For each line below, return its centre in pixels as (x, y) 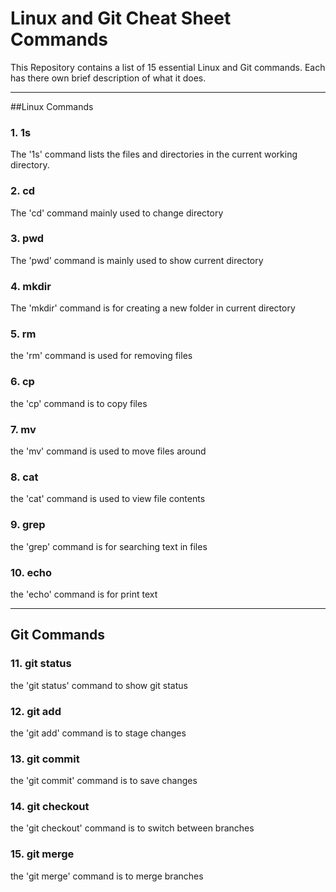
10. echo (31, 572)
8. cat (24, 477)
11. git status (41, 664)
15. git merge (42, 854)
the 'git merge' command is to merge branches (107, 876)
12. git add (36, 711)
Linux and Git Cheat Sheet (121, 18)
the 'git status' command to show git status (99, 685)
